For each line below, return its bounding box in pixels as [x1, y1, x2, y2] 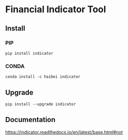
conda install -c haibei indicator [5, 74, 81, 80]
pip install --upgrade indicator [5, 101, 76, 107]
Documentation [5, 115, 56, 124]
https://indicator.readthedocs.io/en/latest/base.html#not [5, 129, 123, 135]
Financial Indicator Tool [5, 4, 106, 15]
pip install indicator [5, 51, 53, 56]
